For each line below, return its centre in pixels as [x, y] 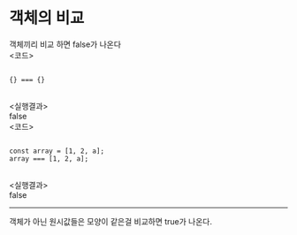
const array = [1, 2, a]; [57, 151]
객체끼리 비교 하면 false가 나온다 [65, 44]
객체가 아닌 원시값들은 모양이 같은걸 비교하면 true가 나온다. [111, 221]
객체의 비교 [47, 18]
